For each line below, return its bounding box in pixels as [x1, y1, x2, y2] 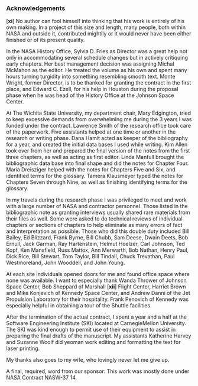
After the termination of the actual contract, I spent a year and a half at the [6, 313, 187, 320]
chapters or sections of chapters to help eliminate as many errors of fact [6, 222, 183, 229]
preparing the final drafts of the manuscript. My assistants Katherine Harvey [6, 332, 191, 339]
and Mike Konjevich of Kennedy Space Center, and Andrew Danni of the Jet [6, 290, 190, 297]
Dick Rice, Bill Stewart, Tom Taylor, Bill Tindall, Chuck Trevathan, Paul [6, 253, 175, 260]
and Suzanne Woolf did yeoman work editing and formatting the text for [6, 339, 181, 346]
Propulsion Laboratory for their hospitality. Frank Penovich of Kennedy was [6, 296, 189, 303]
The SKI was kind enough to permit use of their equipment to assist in [6, 326, 176, 333]
